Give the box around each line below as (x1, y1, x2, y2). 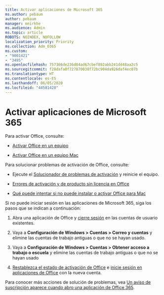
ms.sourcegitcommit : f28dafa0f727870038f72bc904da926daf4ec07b (5, 67, 138, 72)
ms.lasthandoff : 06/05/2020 (5, 80, 63, 85)
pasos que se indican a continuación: (5, 205, 81, 211)
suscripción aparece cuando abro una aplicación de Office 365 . (5, 285, 135, 291)
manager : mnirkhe (5, 21, 41, 26)
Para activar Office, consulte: (5, 133, 65, 139)
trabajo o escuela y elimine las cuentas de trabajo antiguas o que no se (12, 250, 158, 256)
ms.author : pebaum (5, 12, 43, 17)
